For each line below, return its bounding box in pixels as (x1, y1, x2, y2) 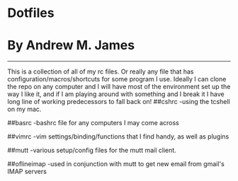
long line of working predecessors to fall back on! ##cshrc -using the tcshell (7, 98, 230, 106)
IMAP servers (7, 168, 47, 176)
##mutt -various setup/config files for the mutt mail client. (7, 146, 177, 155)
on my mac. (7, 105, 42, 114)
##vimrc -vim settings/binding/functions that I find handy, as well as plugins (7, 132, 229, 141)
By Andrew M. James (7, 37, 135, 54)
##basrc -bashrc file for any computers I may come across (7, 119, 179, 127)
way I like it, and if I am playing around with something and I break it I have (7, 90, 225, 98)
